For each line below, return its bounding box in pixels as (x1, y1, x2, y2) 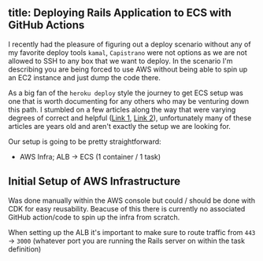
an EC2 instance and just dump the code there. (8, 72, 161, 82)
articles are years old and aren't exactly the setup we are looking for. (8, 121, 231, 130)
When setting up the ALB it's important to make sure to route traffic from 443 (8, 227, 256, 237)
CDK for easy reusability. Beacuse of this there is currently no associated (8, 204, 246, 213)
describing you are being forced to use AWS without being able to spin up (8, 64, 248, 74)
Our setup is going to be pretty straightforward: (8, 137, 161, 146)
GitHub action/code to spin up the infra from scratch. (8, 212, 180, 222)
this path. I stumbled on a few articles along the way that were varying (8, 105, 236, 114)
